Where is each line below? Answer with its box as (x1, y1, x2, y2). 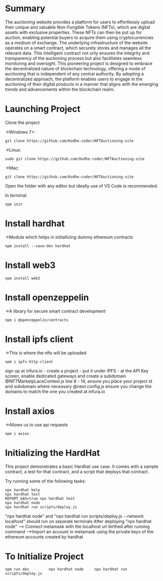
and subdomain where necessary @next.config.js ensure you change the (5, 383, 152, 389)
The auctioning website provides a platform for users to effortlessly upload (5, 19, 155, 25)
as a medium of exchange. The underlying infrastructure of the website (5, 39, 148, 45)
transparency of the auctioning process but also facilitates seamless (5, 55, 142, 61)
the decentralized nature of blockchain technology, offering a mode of (5, 65, 146, 71)
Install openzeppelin (5, 292, 89, 303)
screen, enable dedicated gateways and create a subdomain (5, 373, 127, 379)
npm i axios (5, 431, 29, 436)
